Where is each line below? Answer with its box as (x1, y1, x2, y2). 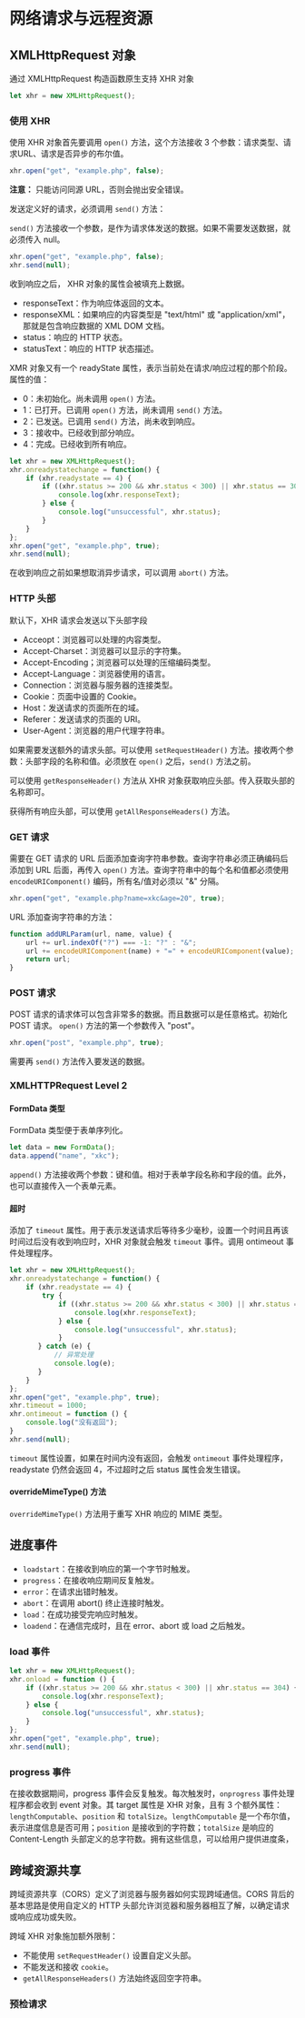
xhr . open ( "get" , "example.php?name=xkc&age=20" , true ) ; (9, 893, 225, 903)
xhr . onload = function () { (9, 1674, 116, 1683)
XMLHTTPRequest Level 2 (9, 1079, 128, 1092)
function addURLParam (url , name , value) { (9, 929, 172, 939)
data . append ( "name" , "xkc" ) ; (9, 1151, 120, 1160)
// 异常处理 (54, 1350, 93, 1360)
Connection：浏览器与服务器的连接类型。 (22, 679, 178, 690)
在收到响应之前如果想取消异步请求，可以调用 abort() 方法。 (9, 567, 233, 578)
